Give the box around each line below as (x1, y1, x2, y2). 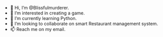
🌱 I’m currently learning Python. (10, 15, 77, 21)
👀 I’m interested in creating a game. (10, 10, 85, 16)
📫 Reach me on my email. (10, 26, 65, 32)
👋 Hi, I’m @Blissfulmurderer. (10, 5, 69, 10)
